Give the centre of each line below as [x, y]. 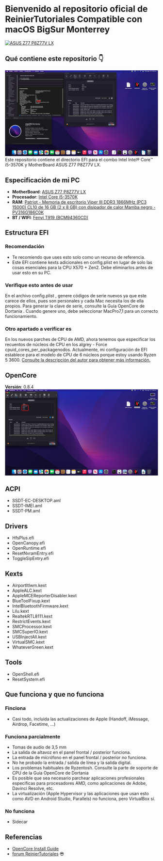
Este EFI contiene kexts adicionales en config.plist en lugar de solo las [82, 262]
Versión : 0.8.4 [19, 387]
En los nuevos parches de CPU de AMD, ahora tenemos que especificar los [80, 339]
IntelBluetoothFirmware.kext [40, 606]
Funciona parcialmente [33, 736]
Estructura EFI [27, 233]
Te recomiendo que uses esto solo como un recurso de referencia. [79, 257]
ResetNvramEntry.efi [33, 553]
